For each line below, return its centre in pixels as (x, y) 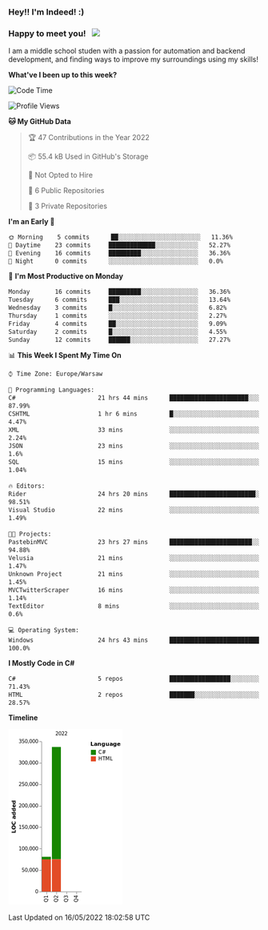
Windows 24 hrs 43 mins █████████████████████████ (134, 640)
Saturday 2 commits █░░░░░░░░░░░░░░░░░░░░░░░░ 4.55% (118, 332)
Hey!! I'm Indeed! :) (46, 12)
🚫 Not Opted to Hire (60, 175)
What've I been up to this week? (63, 75)
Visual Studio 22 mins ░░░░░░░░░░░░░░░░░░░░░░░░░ (134, 510)
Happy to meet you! (47, 33)
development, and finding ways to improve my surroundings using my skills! (133, 59)
